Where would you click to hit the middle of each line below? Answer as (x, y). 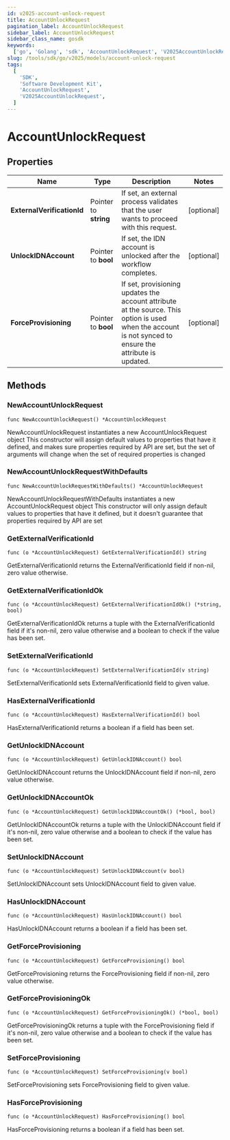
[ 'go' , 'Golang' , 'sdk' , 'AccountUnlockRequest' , (85, 52)
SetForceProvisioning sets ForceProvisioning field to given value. (99, 1085)
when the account (150, 327)
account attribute (149, 301)
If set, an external (149, 193)
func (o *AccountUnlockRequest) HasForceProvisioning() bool (96, 1117)
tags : (15, 65)
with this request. (149, 227)
